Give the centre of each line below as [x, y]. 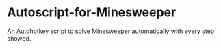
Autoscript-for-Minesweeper [92, 13]
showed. [19, 38]
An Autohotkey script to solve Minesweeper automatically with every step [111, 31]
